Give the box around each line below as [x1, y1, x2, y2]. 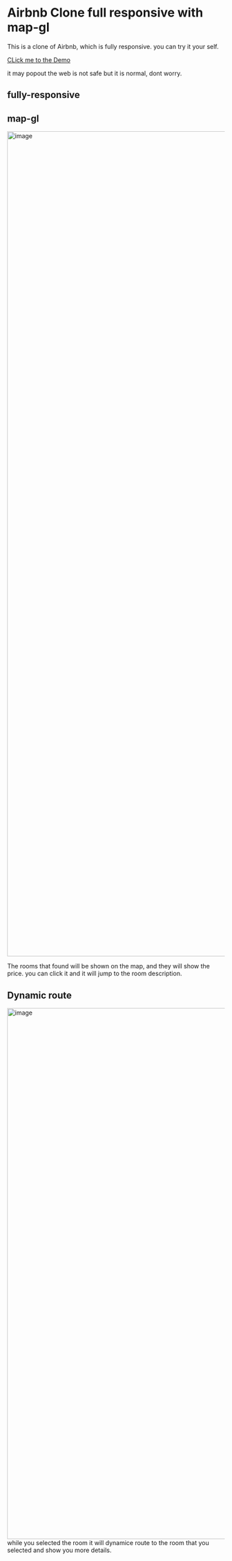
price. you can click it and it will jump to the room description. [7, 969, 182, 978]
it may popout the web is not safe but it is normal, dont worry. [7, 69, 182, 77]
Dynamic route [7, 989, 72, 1001]
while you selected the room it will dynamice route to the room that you [7, 1538, 209, 1546]
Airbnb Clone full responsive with [7, 5, 204, 21]
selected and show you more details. [7, 1546, 112, 1554]
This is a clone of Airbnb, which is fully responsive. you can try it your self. [7, 42, 219, 50]
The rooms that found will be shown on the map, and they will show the [7, 962, 211, 970]
